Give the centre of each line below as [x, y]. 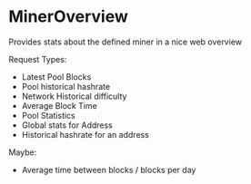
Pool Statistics [48, 115]
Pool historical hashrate [66, 86]
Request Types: [38, 59]
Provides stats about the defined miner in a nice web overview [125, 42]
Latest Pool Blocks [56, 77]
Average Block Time [59, 105]
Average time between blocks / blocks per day [109, 169]
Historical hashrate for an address [85, 134]
